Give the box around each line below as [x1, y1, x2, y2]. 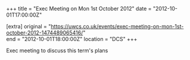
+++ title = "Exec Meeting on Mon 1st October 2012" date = [6, 5, 152, 12]
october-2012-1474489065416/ [6, 29, 83, 36]
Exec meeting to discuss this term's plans [6, 47, 108, 54]
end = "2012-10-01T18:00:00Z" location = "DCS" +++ [6, 36, 138, 42]
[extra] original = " [6, 23, 51, 30]
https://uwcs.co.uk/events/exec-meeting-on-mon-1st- [50, 23, 184, 30]
